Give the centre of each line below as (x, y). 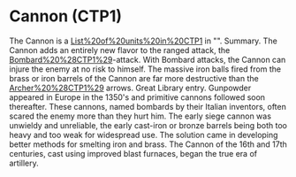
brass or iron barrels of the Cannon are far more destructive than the (134, 78)
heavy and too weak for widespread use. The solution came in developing (144, 135)
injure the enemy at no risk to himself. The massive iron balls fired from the (145, 69)
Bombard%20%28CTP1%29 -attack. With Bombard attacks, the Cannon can (148, 59)
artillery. (24, 163)
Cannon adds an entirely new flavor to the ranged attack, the (120, 50)
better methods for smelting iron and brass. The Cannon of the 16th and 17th (148, 144)
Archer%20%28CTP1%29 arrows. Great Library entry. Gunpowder (130, 88)
